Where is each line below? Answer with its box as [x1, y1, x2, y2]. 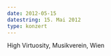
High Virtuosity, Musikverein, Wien [7, 42, 105, 50]
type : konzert [7, 23, 48, 29]
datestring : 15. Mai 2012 [7, 16, 81, 23]
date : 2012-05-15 [7, 10, 57, 17]
